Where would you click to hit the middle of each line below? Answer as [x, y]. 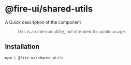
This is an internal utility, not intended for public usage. [72, 31]
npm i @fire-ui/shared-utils [34, 58]
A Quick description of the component [43, 22]
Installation [22, 47]
